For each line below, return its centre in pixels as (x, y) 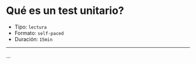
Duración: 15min (34, 39)
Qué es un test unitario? (65, 11)
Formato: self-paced (39, 33)
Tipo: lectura (31, 27)
